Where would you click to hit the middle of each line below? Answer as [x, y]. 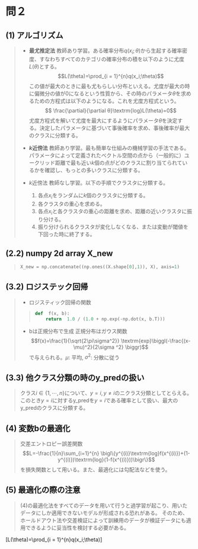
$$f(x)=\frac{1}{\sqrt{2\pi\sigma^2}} [75, 341]
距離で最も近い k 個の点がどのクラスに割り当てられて [119, 162]
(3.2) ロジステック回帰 [47, 287]
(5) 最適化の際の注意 [43, 490]
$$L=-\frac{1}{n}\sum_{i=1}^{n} [61, 453]
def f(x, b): [52, 313]
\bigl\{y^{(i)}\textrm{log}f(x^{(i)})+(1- [145, 453]
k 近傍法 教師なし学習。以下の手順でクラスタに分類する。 [98, 182]
